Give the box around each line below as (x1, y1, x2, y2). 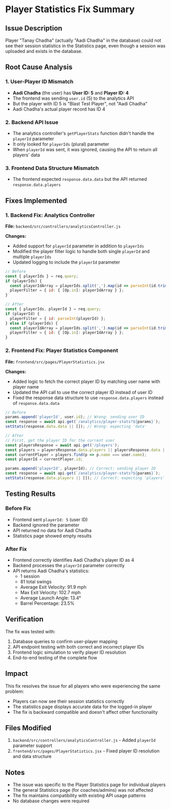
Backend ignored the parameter (12, 522, 80, 528)
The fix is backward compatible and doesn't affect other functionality (12, 709, 158, 715)
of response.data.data (12, 400, 60, 406)
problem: (5, 688, 24, 694)
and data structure (12, 754, 52, 760)
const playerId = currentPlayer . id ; (5, 457, 83, 462)
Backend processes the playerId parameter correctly (12, 562, 125, 568)
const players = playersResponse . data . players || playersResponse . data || (5, 447, 167, 453)
